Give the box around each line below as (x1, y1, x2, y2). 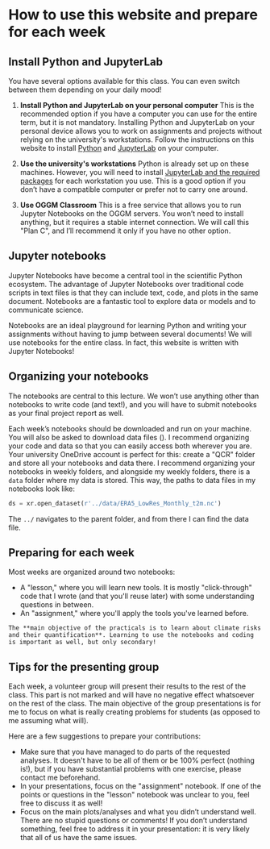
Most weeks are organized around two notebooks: (8, 567, 176, 577)
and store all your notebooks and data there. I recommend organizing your (8, 458, 255, 468)
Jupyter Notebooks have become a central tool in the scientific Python (8, 270, 243, 280)
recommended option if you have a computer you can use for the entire (19, 109, 258, 119)
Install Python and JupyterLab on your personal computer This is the (19, 101, 255, 110)
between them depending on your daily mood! (8, 85, 162, 94)
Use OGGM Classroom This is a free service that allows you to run (19, 200, 242, 210)
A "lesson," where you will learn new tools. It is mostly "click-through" (19, 583, 252, 593)
